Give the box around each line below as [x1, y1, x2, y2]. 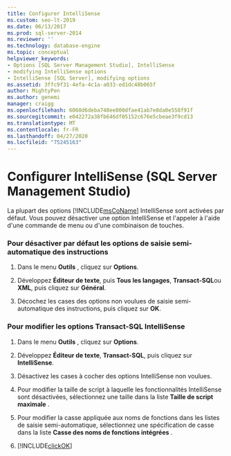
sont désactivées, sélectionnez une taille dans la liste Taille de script [17, 392, 214, 401]
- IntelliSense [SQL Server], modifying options [7, 74, 150, 82]
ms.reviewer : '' [7, 36, 54, 43]
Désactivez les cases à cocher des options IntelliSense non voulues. [17, 371, 212, 380]
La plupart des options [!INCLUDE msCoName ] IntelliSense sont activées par [7, 207, 225, 215]
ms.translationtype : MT [7, 119, 76, 127]
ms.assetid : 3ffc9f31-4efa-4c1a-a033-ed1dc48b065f [7, 81, 156, 88]
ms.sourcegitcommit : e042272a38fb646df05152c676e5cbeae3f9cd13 [7, 113, 194, 120]
